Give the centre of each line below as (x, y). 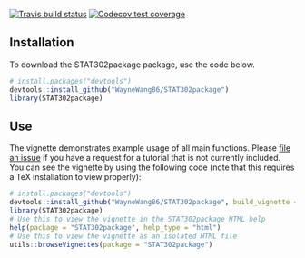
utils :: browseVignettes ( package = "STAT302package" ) (111, 244)
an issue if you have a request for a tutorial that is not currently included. (145, 158)
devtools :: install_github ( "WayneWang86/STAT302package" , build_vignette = (154, 203)
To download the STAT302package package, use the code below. (133, 64)
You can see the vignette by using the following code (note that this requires (152, 167)
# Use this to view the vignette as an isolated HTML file (123, 236)
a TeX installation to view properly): (75, 177)
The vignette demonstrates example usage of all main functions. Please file (150, 148)
